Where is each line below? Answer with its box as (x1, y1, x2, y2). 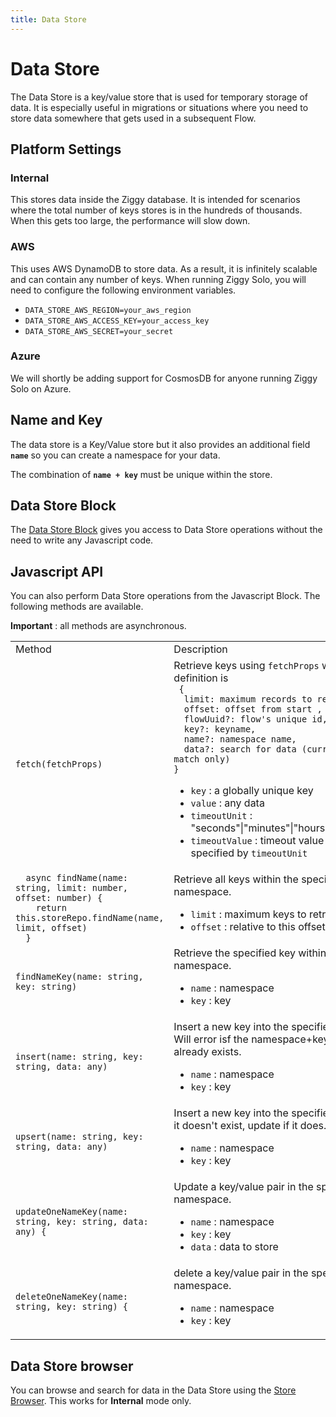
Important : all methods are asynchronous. (10, 620, 187, 632)
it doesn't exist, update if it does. (173, 1119, 327, 1133)
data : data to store (190, 1240, 279, 1254)
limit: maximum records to (183, 694, 313, 705)
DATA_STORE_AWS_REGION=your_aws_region (24, 305, 192, 315)
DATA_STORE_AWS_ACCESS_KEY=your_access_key (24, 316, 210, 326)
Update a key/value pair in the (173, 1180, 314, 1194)
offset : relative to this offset (190, 920, 326, 934)
